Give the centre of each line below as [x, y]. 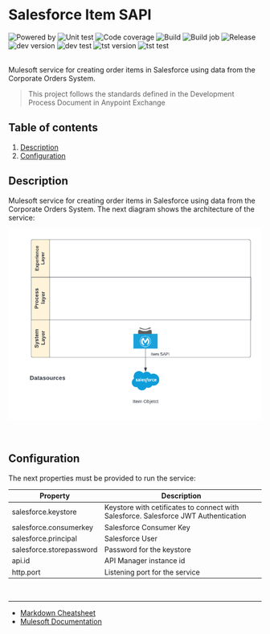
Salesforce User [131, 538]
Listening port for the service [152, 572]
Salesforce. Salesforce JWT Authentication [175, 516]
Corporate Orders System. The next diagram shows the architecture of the [131, 209]
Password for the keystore [147, 550]
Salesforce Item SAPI [80, 15]
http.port [26, 572]
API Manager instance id [145, 561]
